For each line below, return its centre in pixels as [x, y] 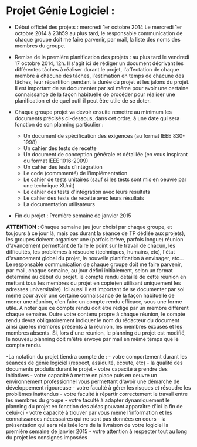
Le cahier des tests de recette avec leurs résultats [84, 198]
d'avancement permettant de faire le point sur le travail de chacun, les [91, 245]
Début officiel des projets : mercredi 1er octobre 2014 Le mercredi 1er [98, 27]
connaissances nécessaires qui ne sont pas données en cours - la [86, 419]
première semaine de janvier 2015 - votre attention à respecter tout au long [97, 431]
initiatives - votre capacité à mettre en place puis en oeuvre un [81, 375]
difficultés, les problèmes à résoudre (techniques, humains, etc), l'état [91, 252]
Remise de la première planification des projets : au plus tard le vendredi [102, 57]
